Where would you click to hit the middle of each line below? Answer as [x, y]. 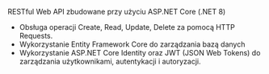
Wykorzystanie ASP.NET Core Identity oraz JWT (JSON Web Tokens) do [140, 53]
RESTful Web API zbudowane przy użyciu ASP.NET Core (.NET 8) [117, 12]
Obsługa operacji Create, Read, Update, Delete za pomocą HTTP [127, 27]
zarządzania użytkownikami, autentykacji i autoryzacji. [110, 61]
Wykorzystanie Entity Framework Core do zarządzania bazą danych [132, 44]
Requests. [36, 36]
